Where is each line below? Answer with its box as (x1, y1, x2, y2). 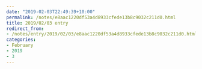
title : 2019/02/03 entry (6, 20, 69, 26)
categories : (6, 37, 36, 43)
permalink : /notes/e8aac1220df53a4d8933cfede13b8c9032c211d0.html (6, 14, 176, 20)
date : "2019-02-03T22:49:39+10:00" (6, 8, 96, 15)
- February (6, 43, 34, 49)
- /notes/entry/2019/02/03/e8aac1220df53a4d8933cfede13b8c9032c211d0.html (6, 31, 198, 37)
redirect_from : (6, 25, 44, 32)
